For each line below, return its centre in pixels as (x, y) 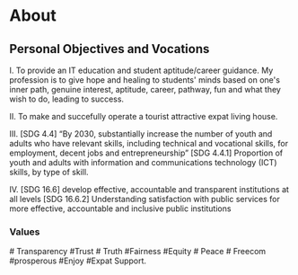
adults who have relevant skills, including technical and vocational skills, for (149, 143)
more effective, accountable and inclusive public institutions (120, 208)
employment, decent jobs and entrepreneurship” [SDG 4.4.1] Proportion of (146, 153)
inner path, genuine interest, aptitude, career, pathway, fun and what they (145, 89)
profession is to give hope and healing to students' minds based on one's (145, 80)
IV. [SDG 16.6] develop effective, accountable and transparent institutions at (149, 189)
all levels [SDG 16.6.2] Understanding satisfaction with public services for (145, 199)
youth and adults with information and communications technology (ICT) (143, 162)
